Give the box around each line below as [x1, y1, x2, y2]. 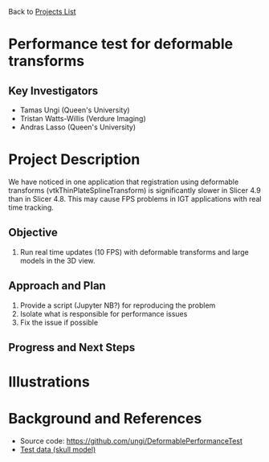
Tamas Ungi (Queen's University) [19, 105, 130, 115]
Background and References [8, 410, 202, 428]
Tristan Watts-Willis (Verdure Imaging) [19, 114, 146, 123]
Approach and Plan [8, 279, 106, 292]
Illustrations [8, 373, 90, 391]
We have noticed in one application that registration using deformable [8, 177, 239, 186]
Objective [8, 226, 59, 239]
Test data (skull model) [19, 445, 96, 455]
